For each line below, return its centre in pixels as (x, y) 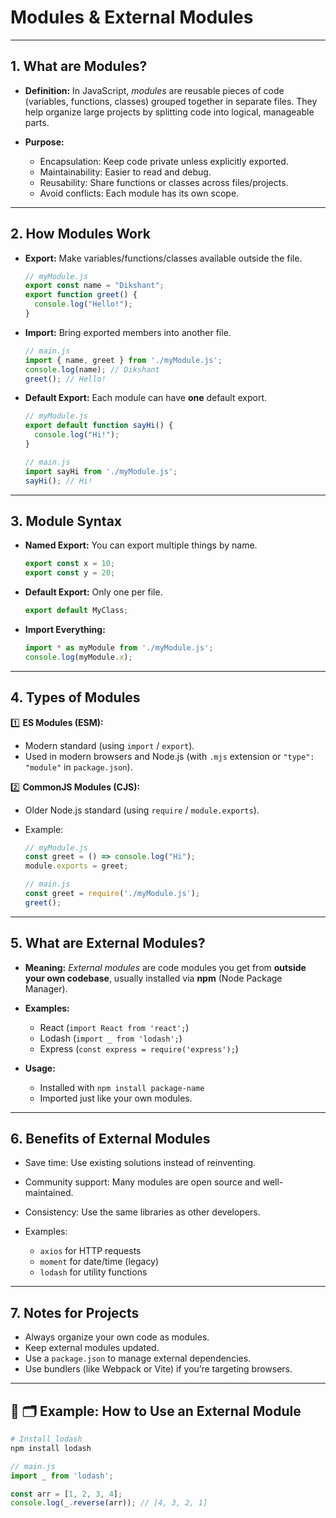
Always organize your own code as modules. (117, 1337)
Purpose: (44, 142)
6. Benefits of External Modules (110, 1139)
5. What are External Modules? (108, 943)
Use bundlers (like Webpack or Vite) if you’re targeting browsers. (158, 1369)
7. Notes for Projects (75, 1312)
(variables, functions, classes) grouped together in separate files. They (171, 101)
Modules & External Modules (132, 17)
